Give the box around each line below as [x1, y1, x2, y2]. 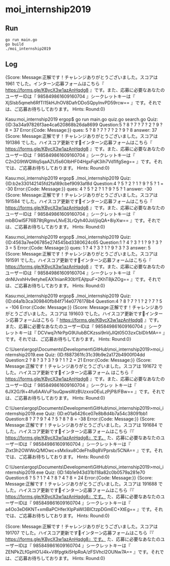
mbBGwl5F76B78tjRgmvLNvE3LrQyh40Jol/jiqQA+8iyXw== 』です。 [5, 217, 148, 223]
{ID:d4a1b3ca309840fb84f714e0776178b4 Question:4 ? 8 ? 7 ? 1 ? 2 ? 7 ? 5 [5, 298, 162, 304]
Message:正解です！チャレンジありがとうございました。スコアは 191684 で [5, 421, 163, 428]
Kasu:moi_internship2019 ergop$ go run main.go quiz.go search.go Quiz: [5, 116, 158, 122]
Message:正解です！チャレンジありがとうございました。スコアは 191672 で [5, 363, 163, 369]
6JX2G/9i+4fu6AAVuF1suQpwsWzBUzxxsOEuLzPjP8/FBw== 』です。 [5, 388, 152, 394]
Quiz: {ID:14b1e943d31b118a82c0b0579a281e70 [45, 469, 146, 475]
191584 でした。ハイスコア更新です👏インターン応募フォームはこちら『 [5, 198, 153, 204]
